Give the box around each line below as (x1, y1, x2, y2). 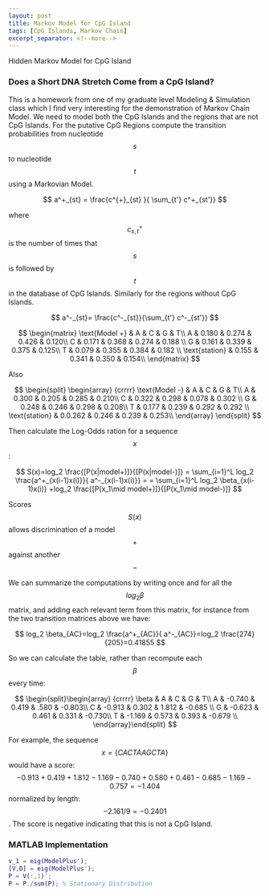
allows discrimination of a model (8, 525, 116, 534)
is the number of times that (8, 239, 98, 248)
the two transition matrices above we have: (8, 613, 151, 623)
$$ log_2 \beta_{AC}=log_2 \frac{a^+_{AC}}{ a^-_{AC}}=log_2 (14, 628, 219, 639)
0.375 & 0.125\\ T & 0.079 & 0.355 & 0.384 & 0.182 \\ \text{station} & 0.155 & (11, 346, 259, 354)
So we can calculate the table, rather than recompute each (8, 653, 202, 663)
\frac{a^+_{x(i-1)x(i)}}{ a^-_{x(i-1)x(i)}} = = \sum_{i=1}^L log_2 (14, 476, 218, 485)
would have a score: (8, 760, 75, 770)
